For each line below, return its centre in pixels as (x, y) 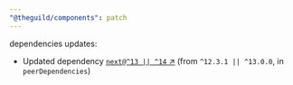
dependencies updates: (53, 43)
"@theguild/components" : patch (68, 18)
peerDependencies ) (57, 71)
